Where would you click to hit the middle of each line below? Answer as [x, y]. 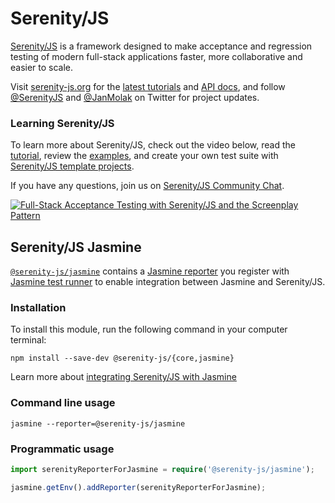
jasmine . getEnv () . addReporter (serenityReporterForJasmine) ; [138, 487]
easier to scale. [42, 67]
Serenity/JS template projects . [72, 166]
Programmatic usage [62, 449]
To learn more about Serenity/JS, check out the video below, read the [153, 145]
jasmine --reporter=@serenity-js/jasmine [98, 423]
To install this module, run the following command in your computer [149, 329]
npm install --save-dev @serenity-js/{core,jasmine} [122, 358]
